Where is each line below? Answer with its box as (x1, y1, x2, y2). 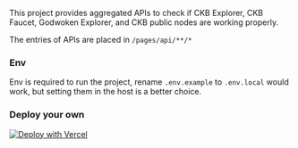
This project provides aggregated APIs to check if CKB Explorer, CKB (9, 8, 264, 18)
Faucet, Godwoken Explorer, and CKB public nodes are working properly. (9, 17, 279, 28)
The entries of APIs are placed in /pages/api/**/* (9, 35, 192, 45)
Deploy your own (9, 109, 85, 121)
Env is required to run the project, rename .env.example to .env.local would (9, 77, 289, 87)
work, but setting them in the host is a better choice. (9, 86, 202, 97)
